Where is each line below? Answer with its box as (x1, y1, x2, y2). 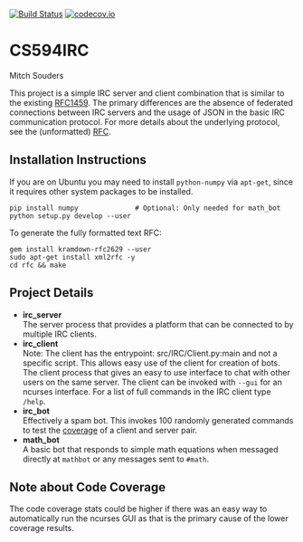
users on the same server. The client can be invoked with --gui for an (22, 376, 282, 387)
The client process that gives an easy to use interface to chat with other (22, 366, 291, 377)
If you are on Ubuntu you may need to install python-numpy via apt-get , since (9, 176, 294, 187)
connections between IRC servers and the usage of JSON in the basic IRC (9, 107, 285, 118)
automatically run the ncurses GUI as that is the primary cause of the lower (9, 513, 289, 524)
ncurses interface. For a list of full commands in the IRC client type (22, 385, 271, 397)
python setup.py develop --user (9, 211, 131, 221)
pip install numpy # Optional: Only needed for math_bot (9, 204, 281, 213)
